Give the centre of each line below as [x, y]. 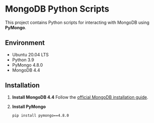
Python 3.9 [23, 60]
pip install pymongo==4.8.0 [40, 115]
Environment [25, 43]
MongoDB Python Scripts [57, 9]
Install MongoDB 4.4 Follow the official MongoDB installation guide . [80, 97]
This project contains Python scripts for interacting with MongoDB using [77, 22]
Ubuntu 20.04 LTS [30, 54]
